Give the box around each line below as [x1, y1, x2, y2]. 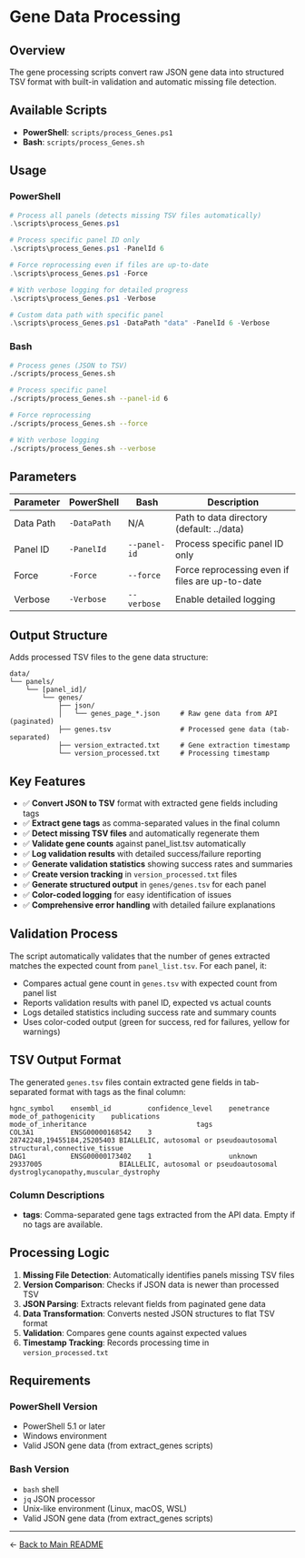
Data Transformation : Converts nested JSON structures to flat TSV [22, 1308, 275, 1319]
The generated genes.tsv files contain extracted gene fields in [9, 1076, 242, 1088]
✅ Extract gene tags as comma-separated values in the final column [22, 817, 280, 829]
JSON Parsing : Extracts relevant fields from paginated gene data [22, 1298, 266, 1309]
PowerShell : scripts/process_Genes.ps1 [22, 126, 173, 137]
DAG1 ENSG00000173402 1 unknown [9, 1151, 258, 1161]
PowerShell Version [9, 1401, 98, 1413]
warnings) [22, 1026, 61, 1037]
